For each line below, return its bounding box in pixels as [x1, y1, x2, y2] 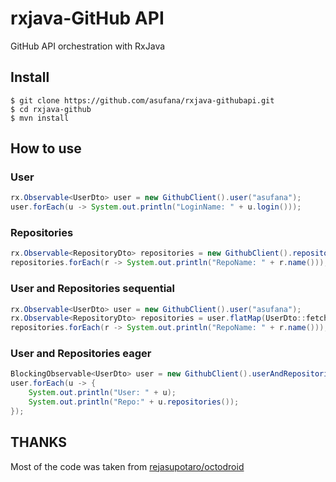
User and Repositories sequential [10, 282, 176, 296]
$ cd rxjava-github [10, 104, 92, 114]
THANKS [10, 434, 68, 451]
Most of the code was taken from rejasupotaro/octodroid [10, 460, 245, 472]
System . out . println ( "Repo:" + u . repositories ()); [28, 397, 240, 407]
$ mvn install [10, 113, 70, 123]
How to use [10, 140, 82, 157]
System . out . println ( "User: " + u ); [28, 388, 177, 398]
